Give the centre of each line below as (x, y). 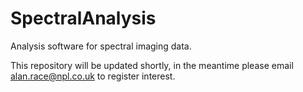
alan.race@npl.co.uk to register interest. (93, 76)
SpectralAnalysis (83, 18)
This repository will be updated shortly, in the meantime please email (152, 65)
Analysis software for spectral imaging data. (101, 46)
